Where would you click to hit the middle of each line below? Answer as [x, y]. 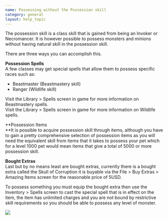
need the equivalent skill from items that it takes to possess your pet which [82, 141]
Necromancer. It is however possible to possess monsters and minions [78, 39]
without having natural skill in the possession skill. [57, 44]
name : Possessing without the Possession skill [56, 10]
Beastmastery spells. [27, 104]
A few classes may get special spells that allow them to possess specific [80, 69]
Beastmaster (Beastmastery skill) [47, 84]
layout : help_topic [26, 19]
